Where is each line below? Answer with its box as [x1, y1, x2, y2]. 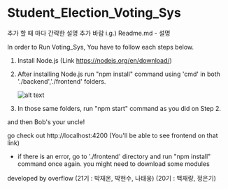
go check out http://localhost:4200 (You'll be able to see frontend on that [7, 131, 218, 139]
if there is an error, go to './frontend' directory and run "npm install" [17, 152, 211, 160]
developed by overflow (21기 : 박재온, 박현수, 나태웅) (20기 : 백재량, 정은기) [7, 174, 217, 182]
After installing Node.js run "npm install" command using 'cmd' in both [17, 70, 220, 78]
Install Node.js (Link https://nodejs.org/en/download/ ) [17, 56, 173, 64]
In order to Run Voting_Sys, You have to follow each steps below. [7, 43, 194, 51]
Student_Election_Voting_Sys [7, 5, 182, 21]
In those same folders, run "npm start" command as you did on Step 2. [17, 104, 222, 112]
